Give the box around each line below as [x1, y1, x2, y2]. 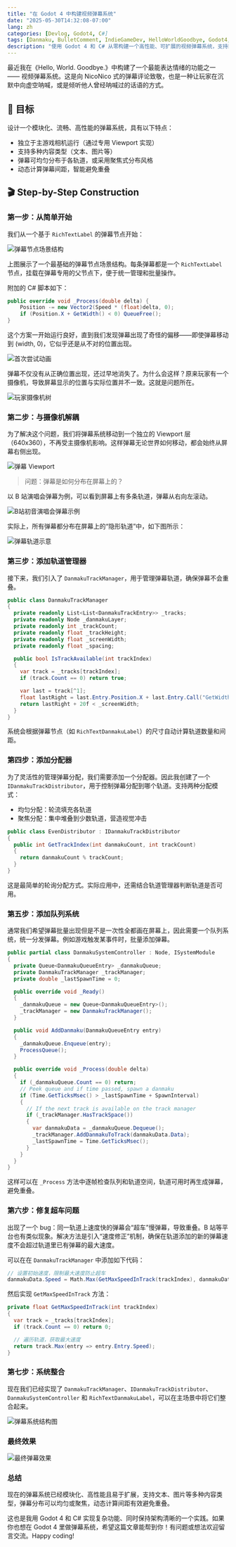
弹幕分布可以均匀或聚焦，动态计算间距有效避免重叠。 [19, 1499, 173, 1508]
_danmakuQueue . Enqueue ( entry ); [20, 1040, 112, 1047]
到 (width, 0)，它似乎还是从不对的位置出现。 [7, 339, 136, 348]
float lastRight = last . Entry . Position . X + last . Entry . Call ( [20, 694, 203, 701]
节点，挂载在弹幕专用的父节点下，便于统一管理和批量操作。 [7, 268, 180, 277]
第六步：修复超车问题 [7, 1206, 79, 1215]
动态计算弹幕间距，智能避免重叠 [17, 165, 110, 173]
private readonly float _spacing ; [13, 642, 114, 650]
